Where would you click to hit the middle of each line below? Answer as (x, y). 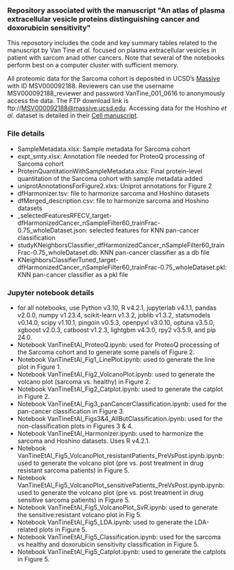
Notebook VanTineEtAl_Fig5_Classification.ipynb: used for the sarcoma (119, 537)
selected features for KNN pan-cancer (145, 230)
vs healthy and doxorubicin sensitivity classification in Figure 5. (108, 544)
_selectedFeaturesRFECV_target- (64, 215)
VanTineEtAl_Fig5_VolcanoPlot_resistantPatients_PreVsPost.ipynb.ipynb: (120, 455)
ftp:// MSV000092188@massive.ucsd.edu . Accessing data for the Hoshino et (117, 108)
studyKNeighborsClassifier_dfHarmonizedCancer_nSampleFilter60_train (121, 245)
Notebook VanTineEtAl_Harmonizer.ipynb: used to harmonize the (110, 433)
